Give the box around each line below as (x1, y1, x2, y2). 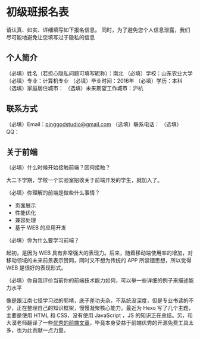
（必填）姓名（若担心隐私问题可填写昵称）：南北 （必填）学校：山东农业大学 (6, 70, 193, 77)
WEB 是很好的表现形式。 (6, 264, 67, 271)
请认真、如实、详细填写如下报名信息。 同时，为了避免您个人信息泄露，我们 (6, 26, 190, 33)
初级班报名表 (6, 5, 70, 19)
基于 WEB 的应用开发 (14, 224, 67, 231)
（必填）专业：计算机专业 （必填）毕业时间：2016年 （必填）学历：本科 (6, 77, 183, 84)
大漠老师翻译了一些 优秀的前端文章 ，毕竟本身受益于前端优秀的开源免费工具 (6, 319, 189, 327)
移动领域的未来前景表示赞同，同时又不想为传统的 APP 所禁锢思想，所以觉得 (6, 257, 192, 264)
